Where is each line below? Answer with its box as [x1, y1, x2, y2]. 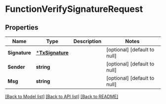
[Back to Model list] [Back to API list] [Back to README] [5, 94, 119, 100]
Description [73, 38, 102, 45]
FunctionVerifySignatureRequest [5, 3, 143, 15]
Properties [5, 23, 39, 32]
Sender [7, 63, 26, 70]
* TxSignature [36, 50, 69, 56]
